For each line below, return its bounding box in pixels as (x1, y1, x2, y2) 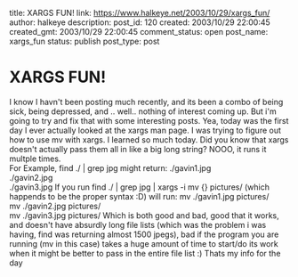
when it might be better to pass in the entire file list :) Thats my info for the (9, 248, 281, 258)
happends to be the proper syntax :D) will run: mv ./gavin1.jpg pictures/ (9, 191, 270, 201)
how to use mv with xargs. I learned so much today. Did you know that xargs (9, 134, 289, 145)
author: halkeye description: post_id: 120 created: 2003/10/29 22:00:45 (9, 17, 271, 28)
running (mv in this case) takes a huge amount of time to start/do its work (9, 238, 278, 248)
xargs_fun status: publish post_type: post (9, 36, 160, 46)
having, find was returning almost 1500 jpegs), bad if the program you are (9, 229, 279, 240)
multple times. (9, 153, 61, 164)
